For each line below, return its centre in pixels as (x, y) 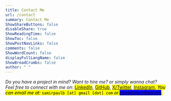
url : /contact (20, 15)
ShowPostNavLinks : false (32, 44)
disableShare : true (26, 29)
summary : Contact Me (27, 19)
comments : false (23, 48)
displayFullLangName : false (35, 58)
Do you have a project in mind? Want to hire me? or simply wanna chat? (81, 82)
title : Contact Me (25, 10)
